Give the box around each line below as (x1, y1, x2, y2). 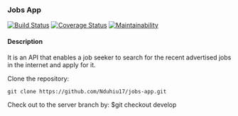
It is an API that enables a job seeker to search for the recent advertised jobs (7, 53, 232, 62)
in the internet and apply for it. (7, 60, 96, 69)
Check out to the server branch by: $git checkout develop (7, 100, 177, 109)
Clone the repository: (7, 74, 70, 83)
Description (7, 37, 43, 45)
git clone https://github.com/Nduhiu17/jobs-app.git (7, 88, 167, 95)
